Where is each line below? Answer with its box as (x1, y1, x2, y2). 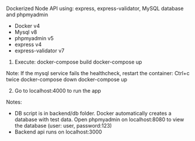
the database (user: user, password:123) (14, 122, 112, 129)
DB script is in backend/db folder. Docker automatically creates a (14, 110, 172, 117)
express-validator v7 (14, 47, 64, 54)
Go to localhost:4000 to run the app (14, 87, 101, 94)
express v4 (14, 41, 42, 48)
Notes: (6, 98, 22, 105)
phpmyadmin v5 (14, 35, 54, 41)
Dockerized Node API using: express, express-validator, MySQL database (6, 5, 184, 12)
